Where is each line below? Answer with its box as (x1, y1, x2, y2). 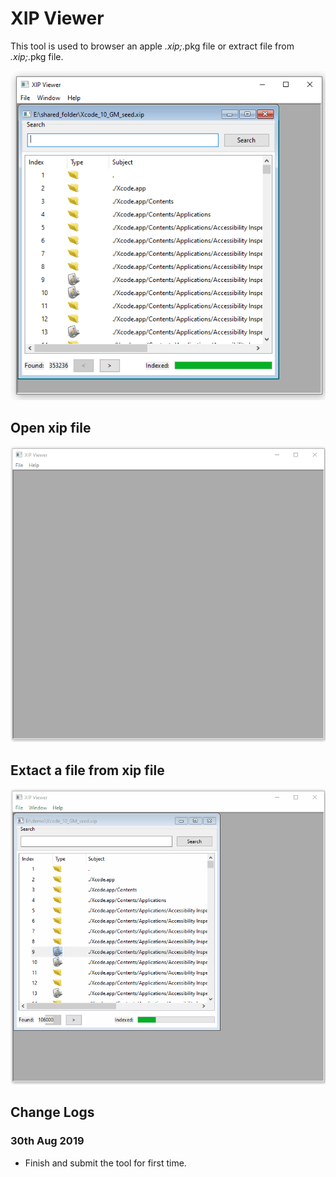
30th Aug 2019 (10, 1134, 85, 1148)
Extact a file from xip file (10, 762, 165, 779)
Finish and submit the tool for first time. (24, 1157, 187, 1169)
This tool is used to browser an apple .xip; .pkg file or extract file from (10, 40, 295, 52)
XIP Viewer (10, 7, 105, 30)
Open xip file (10, 419, 92, 436)
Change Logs (10, 1104, 95, 1121)
